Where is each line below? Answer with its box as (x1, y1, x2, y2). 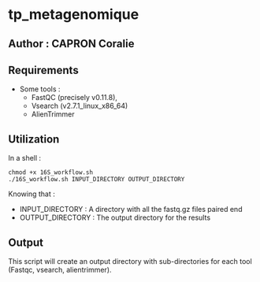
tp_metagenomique (8, 6, 139, 24)
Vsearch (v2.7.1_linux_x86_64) (31, 101, 128, 111)
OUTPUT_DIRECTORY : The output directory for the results (19, 213, 211, 222)
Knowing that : (8, 189, 55, 199)
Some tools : (19, 84, 61, 94)
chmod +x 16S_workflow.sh (8, 169, 93, 176)
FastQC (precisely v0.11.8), (31, 93, 118, 102)
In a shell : (8, 154, 42, 163)
